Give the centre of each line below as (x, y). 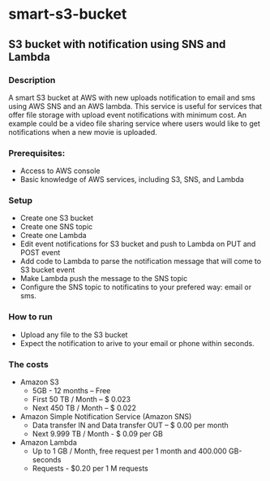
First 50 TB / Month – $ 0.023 (81, 400)
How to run (30, 317)
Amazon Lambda (48, 443)
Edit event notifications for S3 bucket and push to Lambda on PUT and (138, 244)
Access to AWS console (60, 171)
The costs (28, 364)
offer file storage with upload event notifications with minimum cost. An (128, 115)
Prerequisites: (37, 153)
